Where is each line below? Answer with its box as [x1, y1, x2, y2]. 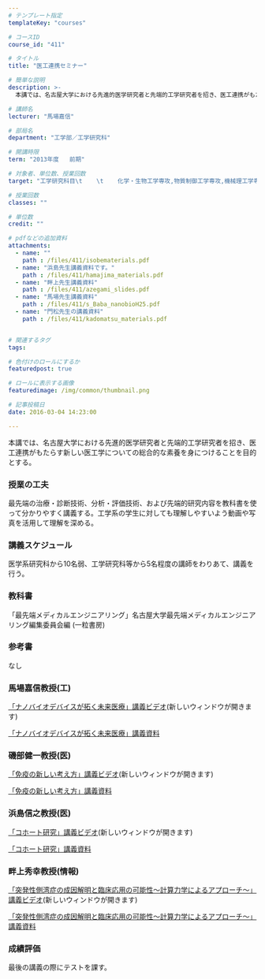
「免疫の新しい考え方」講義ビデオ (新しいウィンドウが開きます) [8, 769, 215, 779]
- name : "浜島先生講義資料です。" [15, 263, 115, 272]
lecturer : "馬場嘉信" [8, 112, 75, 121]
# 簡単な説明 [8, 76, 45, 84]
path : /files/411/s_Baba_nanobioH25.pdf [22, 300, 160, 308]
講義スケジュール [8, 539, 73, 550]
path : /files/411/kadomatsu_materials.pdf [22, 315, 168, 323]
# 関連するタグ [8, 336, 51, 344]
